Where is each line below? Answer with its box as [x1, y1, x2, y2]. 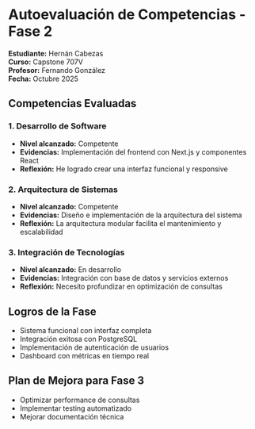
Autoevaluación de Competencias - [8, 6, 246, 24]
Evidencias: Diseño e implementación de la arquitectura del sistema [19, 210, 243, 220]
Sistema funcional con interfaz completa [19, 326, 152, 335]
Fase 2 [8, 22, 53, 40]
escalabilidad [19, 227, 63, 236]
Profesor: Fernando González [8, 65, 105, 75]
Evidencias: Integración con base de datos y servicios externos [19, 274, 229, 283]
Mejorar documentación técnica [19, 412, 124, 421]
